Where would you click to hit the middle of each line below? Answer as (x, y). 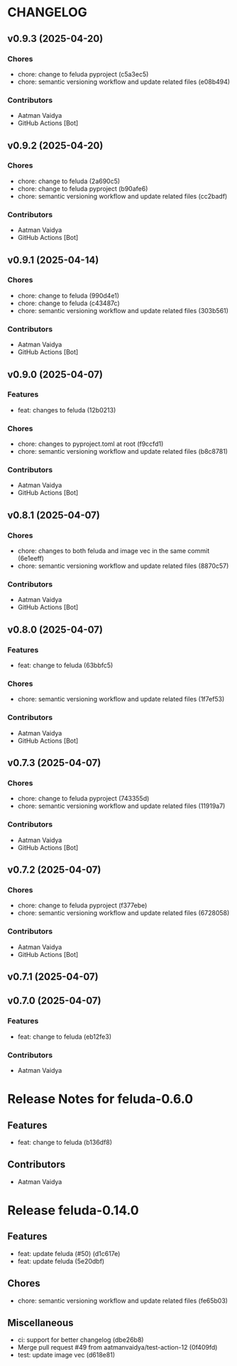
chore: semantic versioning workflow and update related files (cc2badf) (122, 196)
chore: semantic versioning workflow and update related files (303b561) (123, 310)
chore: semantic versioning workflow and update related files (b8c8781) (123, 452)
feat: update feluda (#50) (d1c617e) (69, 1253)
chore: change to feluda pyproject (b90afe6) (83, 188)
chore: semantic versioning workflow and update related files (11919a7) (121, 806)
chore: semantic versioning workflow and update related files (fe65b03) (123, 1301)
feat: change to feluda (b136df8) (65, 1142)
